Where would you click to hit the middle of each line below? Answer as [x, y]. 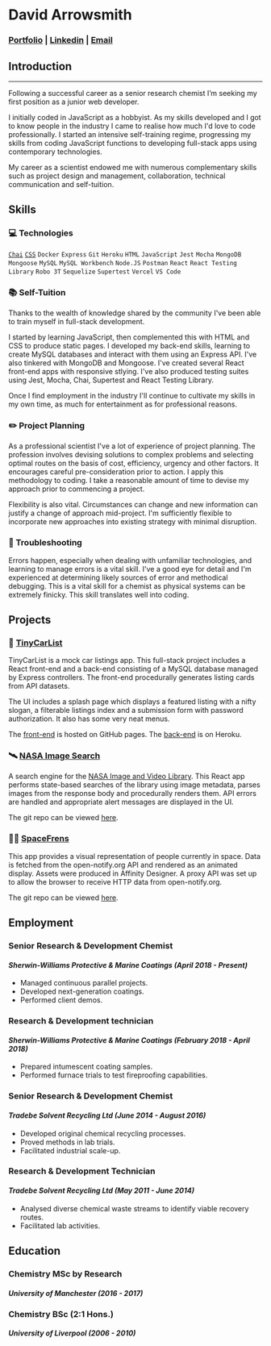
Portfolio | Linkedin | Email [60, 40]
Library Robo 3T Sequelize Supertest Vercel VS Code [95, 272]
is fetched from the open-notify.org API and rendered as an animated [123, 865]
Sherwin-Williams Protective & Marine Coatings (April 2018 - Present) [128, 965]
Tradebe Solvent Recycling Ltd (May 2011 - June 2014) [102, 1190]
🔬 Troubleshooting [45, 543]
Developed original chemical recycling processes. [103, 1133]
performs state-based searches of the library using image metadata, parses [134, 785]
